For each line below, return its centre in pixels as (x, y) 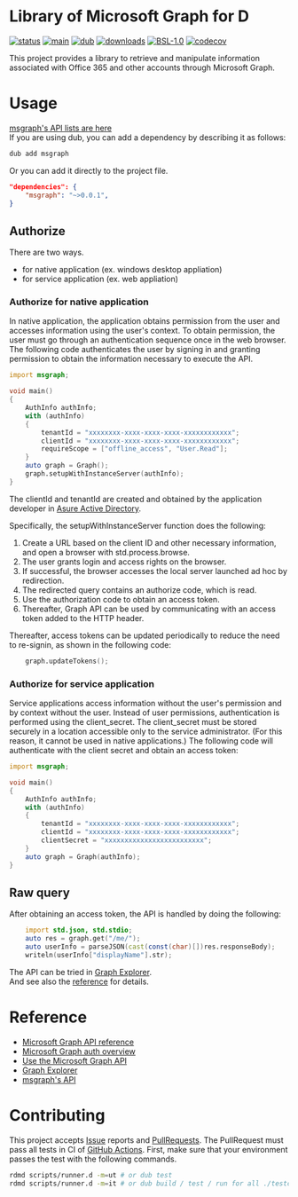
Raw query (40, 892)
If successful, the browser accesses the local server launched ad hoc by (155, 571)
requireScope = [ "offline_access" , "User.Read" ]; (134, 449)
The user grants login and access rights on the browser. (124, 562)
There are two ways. (47, 252)
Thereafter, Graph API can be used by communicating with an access (149, 609)
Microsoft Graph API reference (78, 1042)
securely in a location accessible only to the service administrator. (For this (146, 732)
